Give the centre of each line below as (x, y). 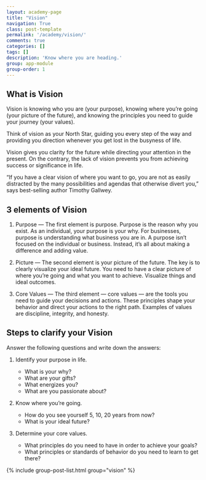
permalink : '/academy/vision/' (46, 35)
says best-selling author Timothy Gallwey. (59, 191)
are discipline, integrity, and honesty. (62, 313)
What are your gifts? (50, 378)
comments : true (26, 41)
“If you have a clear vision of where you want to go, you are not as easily (98, 177)
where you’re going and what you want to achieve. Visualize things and (105, 275)
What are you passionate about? (65, 391)
